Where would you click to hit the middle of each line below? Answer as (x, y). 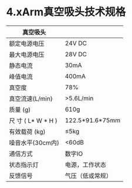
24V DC (76, 43)
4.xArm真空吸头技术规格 (66, 12)
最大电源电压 (27, 55)
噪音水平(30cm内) (34, 143)
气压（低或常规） (89, 176)
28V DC (76, 54)
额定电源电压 (27, 43)
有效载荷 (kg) (27, 132)
